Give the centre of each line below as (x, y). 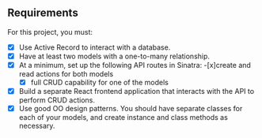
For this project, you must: (50, 32)
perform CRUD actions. (57, 100)
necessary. (37, 126)
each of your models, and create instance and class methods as (123, 117)
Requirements (43, 13)
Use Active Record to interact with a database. (95, 47)
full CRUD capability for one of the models (100, 82)
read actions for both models (66, 74)
